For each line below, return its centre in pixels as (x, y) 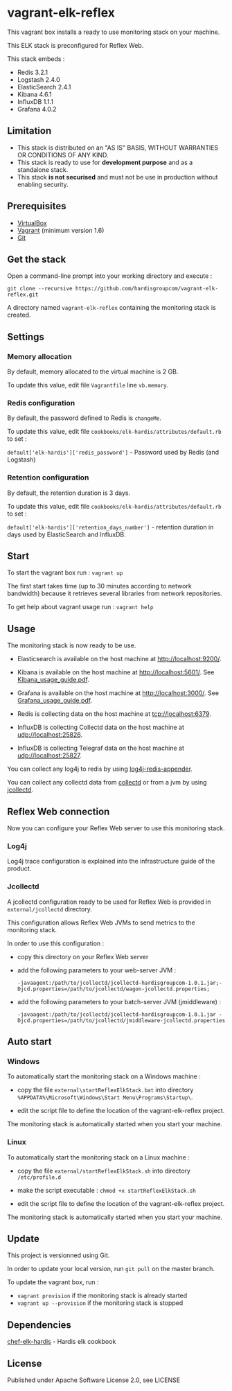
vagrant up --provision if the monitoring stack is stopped (100, 1303)
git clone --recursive (40, 289)
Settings (26, 336)
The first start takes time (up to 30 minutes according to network (99, 586)
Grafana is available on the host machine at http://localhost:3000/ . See (118, 693)
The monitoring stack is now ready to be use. (72, 645)
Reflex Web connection (59, 811)
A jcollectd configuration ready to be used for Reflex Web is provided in (109, 902)
